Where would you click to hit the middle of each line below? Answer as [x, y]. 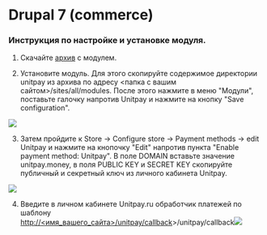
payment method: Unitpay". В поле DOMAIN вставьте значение [127, 156]
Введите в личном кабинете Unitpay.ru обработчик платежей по [131, 204]
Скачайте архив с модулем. [68, 58]
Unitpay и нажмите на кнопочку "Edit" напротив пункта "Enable [129, 147]
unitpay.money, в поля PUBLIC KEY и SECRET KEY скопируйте [126, 164]
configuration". [45, 108]
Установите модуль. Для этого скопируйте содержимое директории [138, 74]
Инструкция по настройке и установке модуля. [107, 41]
